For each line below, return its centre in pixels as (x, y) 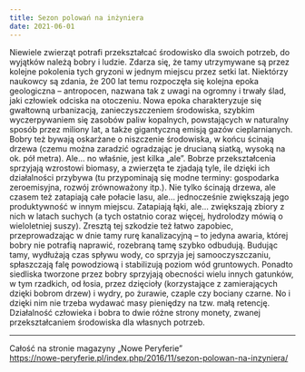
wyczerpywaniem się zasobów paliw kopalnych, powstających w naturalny (149, 120)
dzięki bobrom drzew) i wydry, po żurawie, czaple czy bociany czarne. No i (150, 293)
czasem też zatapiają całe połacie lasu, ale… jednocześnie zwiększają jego (149, 197)
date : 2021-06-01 (42, 26)
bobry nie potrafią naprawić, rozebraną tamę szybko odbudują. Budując (144, 245)
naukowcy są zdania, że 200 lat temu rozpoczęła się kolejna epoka (134, 81)
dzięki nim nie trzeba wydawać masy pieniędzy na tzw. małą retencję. (140, 303)
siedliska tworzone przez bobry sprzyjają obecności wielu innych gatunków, (152, 274)
